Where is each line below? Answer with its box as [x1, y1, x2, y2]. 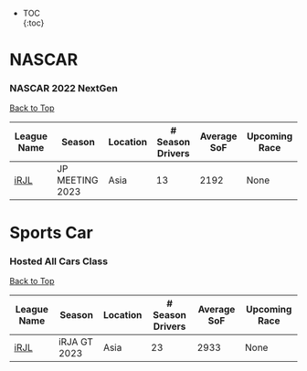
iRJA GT [58, 335, 93, 348]
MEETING [56, 174, 99, 186]
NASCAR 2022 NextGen [9, 82, 119, 95]
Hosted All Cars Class [9, 255, 108, 268]
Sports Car [9, 222, 93, 243]
